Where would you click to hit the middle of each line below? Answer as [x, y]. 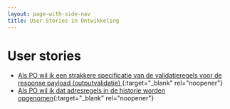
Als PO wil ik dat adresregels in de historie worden [92, 90]
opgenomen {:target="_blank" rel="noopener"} [86, 98]
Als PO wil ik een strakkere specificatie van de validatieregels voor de [120, 76]
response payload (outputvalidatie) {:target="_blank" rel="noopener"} [120, 83]
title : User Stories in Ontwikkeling [63, 21]
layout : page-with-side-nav [49, 14]
